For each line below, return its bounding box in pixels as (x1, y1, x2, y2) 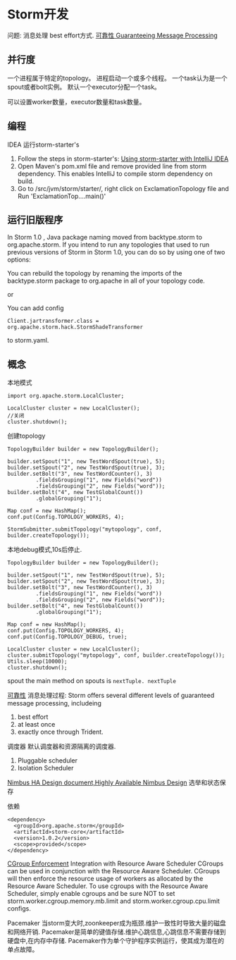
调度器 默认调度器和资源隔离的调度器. (7, 742, 116, 751)
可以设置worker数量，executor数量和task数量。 (7, 97, 146, 106)
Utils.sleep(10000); (7, 658, 68, 665)
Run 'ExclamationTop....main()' (17, 192, 106, 200)
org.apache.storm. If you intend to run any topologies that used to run (7, 240, 210, 249)
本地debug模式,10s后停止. (7, 546, 82, 554)
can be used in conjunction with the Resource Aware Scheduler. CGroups (7, 867, 221, 875)
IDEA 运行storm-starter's (7, 140, 80, 149)
